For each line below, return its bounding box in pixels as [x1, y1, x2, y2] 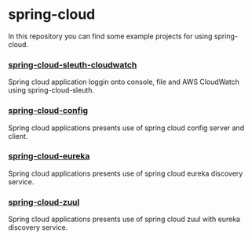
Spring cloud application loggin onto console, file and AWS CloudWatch [8, 77, 239, 87]
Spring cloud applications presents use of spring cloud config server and [8, 123, 245, 133]
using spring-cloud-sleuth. [8, 85, 95, 95]
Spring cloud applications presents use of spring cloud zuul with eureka [8, 214, 241, 224]
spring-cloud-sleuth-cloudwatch [8, 59, 137, 70]
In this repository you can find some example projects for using [8, 31, 213, 41]
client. [8, 131, 28, 140]
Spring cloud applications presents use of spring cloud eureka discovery [8, 169, 243, 178]
